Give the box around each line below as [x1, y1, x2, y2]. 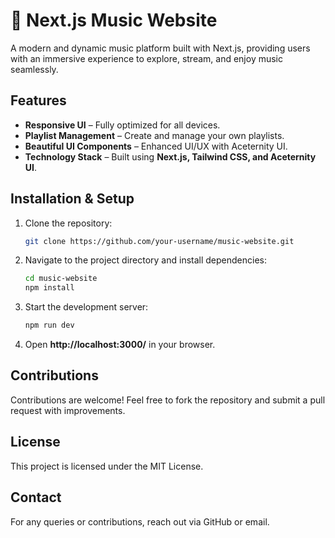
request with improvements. [10, 404, 126, 416]
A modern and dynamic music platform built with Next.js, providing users [10, 42, 311, 54]
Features [10, 92, 67, 109]
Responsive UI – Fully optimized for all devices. [24, 119, 221, 131]
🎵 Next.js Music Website [10, 9, 218, 32]
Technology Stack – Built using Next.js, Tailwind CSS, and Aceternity [24, 150, 317, 163]
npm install [24, 283, 75, 293]
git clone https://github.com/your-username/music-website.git [24, 236, 295, 246]
